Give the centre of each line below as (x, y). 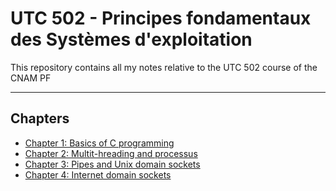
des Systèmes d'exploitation (131, 39)
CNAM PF (31, 78)
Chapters (40, 118)
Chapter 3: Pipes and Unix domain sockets (112, 164)
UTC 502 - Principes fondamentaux (161, 18)
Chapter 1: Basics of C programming (99, 143)
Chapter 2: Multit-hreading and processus (111, 153)
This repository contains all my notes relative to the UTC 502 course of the (164, 67)
